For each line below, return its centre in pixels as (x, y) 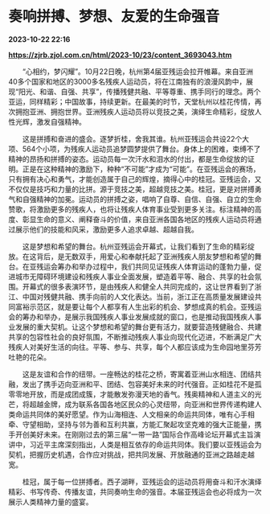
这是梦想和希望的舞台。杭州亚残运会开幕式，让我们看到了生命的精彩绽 (138, 246)
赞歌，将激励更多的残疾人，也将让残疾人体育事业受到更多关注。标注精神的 (131, 209)
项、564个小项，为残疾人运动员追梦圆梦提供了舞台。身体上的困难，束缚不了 (135, 149)
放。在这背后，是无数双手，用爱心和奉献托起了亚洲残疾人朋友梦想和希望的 (131, 256)
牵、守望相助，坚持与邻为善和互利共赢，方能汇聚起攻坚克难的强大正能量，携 (135, 424)
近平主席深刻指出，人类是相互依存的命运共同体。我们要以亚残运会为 (149, 444)
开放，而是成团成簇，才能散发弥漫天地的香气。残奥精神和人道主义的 (142, 394)
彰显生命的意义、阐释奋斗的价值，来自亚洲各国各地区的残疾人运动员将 (138, 219)
